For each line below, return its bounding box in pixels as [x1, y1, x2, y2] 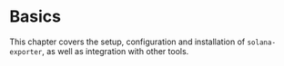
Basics [9, 6, 62, 27]
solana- [247, 38, 276, 47]
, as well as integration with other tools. [42, 45, 189, 56]
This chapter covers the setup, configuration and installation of [9, 36, 246, 47]
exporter [9, 47, 43, 56]
